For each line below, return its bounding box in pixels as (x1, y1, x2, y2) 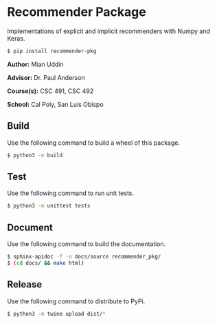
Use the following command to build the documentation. (7, 240, 166, 248)
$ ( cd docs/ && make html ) (7, 259, 84, 266)
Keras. (7, 34, 25, 42)
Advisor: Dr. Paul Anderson (7, 73, 85, 81)
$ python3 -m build (7, 152, 63, 159)
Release (7, 279, 43, 290)
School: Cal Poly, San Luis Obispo (7, 100, 104, 108)
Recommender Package (7, 4, 146, 20)
